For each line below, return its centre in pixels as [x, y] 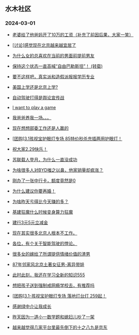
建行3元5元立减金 [30, 222]
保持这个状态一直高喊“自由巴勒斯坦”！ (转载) [57, 66]
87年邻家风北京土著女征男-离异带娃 [48, 264]
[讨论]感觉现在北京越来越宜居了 [44, 45]
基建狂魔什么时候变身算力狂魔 [42, 212]
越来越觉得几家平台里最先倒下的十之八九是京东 [60, 327]
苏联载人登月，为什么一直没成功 [45, 159]
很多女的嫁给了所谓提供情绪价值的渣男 [51, 254]
